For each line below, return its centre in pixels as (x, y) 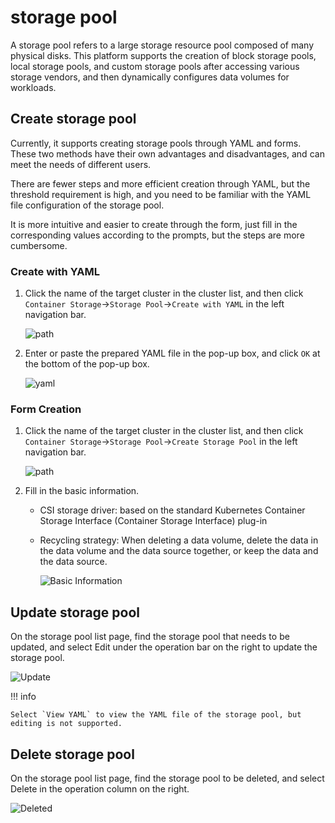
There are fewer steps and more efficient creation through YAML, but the (160, 183)
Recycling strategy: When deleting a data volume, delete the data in (179, 540)
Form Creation (46, 409)
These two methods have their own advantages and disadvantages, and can (167, 153)
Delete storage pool (72, 754)
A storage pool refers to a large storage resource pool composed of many (162, 45)
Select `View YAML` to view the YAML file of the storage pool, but (156, 715)
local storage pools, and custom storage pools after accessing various (155, 66)
